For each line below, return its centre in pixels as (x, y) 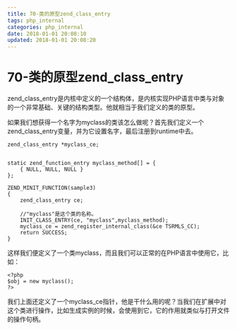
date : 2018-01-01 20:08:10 (47, 34)
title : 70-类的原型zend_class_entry (59, 14)
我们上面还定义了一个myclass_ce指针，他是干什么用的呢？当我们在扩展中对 (117, 302)
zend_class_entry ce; (51, 200)
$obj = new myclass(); (41, 281)
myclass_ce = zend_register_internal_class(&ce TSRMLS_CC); (110, 227)
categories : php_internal (45, 27)
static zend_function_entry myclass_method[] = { (82, 164)
